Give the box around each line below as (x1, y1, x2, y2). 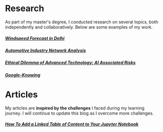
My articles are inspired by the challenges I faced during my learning (5, 105, 145, 111)
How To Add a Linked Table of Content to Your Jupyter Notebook (5, 121, 139, 127)
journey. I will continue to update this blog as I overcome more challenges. (5, 110, 154, 116)
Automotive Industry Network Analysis (5, 47, 86, 53)
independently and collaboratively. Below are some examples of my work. (5, 24, 153, 30)
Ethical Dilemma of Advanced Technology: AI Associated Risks (5, 60, 136, 66)
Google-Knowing (5, 72, 40, 78)
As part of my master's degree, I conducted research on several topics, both (5, 19, 158, 25)
